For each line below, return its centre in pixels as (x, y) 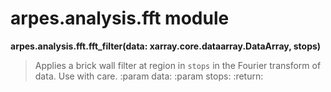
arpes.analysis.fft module (120, 18)
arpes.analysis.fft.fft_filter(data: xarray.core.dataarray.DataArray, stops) (166, 46)
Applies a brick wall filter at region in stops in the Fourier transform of (178, 65)
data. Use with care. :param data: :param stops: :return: (149, 76)
